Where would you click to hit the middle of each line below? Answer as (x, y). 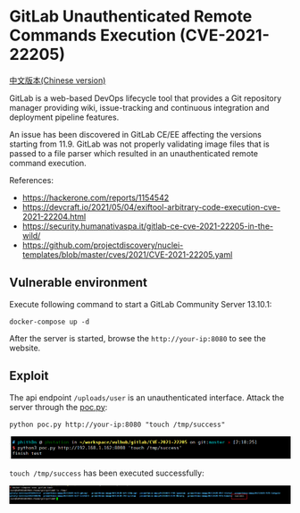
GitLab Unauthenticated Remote (131, 17)
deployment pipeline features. (64, 117)
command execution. (48, 163)
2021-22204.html (54, 216)
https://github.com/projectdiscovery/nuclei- (103, 245)
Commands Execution (93, 35)
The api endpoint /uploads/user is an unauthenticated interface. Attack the (147, 397)
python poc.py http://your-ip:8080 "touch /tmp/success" (117, 425)
